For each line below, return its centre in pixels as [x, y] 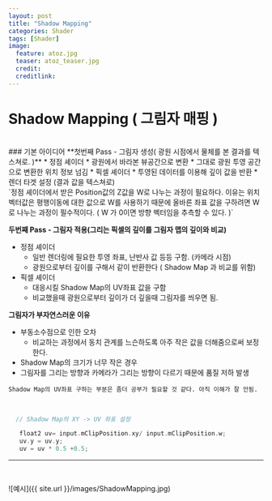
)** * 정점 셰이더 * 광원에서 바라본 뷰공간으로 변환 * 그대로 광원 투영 [139, 161]
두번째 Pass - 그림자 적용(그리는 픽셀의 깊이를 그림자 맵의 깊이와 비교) [117, 229]
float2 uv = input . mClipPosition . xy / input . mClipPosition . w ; [123, 434]
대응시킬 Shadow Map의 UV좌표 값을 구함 [99, 287]
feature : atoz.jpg [47, 54]
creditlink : [36, 76]
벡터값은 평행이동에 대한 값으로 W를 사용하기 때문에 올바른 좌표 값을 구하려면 [130, 202]
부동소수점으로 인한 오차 [58, 332]
